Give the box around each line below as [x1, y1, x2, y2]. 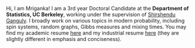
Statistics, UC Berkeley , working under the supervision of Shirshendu [6, 11, 176, 18]
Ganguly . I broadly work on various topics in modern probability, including [6, 17, 185, 24]
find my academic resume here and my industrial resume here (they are [6, 29, 179, 36]
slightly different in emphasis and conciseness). [6, 36, 122, 42]
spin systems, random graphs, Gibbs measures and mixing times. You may [6, 23, 187, 30]
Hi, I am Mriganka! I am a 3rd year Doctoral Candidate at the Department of [6, 5, 189, 12]
